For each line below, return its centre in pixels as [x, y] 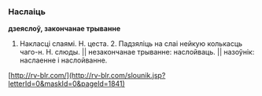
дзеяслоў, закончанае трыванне [64, 29]
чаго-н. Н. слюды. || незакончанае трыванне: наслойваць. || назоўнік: [137, 52]
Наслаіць [27, 12]
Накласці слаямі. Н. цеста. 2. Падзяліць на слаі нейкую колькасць [131, 44]
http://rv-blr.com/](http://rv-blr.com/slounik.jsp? [88, 76]
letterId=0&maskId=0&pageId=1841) [67, 84]
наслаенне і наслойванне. [63, 60]
